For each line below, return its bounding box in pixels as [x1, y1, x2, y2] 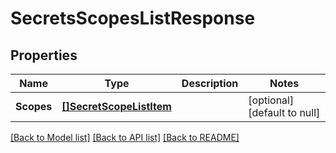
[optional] [248, 93, 295, 107]
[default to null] [248, 106, 321, 119]
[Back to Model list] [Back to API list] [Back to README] [10, 132, 240, 143]
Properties [10, 47, 78, 64]
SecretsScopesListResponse [10, 7, 256, 30]
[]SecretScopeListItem [61, 100, 172, 113]
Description [181, 77, 239, 90]
